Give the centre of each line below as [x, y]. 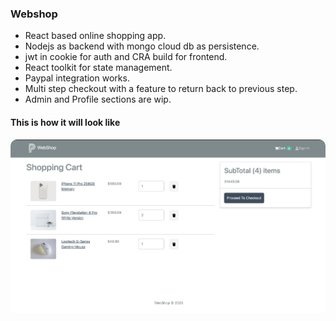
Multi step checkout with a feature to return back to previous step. [161, 89]
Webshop [34, 14]
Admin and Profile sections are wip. [98, 99]
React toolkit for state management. [98, 68]
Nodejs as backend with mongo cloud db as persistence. [142, 46]
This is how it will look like [65, 122]
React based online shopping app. [95, 36]
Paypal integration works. [77, 78]
